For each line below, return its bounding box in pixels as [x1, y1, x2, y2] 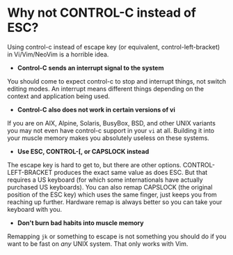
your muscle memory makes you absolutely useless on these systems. [7, 134, 210, 142]
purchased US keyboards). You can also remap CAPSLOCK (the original [7, 183, 213, 191]
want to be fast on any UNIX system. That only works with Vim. [7, 239, 188, 248]
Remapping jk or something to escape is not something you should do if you [7, 232, 227, 240]
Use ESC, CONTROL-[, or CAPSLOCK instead [17, 147, 150, 155]
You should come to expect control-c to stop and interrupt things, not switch [7, 77, 227, 85]
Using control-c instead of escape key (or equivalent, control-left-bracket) [7, 42, 220, 51]
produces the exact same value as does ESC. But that [54, 168, 208, 176]
